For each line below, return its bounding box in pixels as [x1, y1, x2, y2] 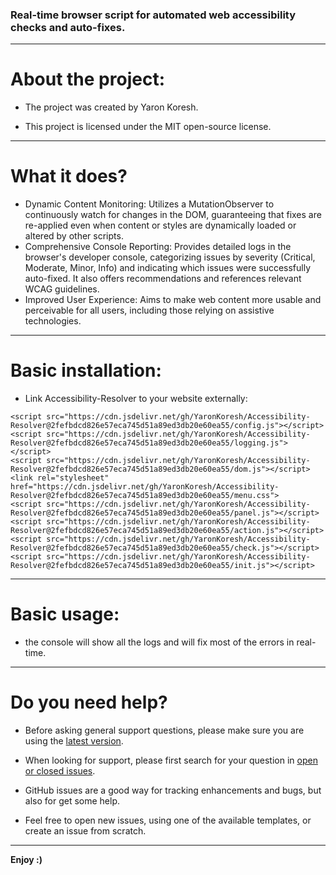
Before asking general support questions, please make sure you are [24, 724, 305, 736]
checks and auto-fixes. [10, 20, 126, 34]
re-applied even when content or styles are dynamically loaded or [24, 219, 297, 232]
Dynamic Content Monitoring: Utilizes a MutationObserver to [24, 198, 275, 210]
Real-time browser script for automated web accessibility [10, 8, 297, 22]
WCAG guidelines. [24, 283, 100, 295]
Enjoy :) [10, 853, 43, 865]
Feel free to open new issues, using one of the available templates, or [24, 814, 312, 826]
